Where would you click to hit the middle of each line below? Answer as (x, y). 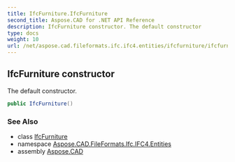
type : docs (23, 33)
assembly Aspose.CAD (50, 151)
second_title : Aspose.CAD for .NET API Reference (81, 20)
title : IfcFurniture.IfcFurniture (58, 14)
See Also (23, 121)
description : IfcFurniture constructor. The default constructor (104, 26)
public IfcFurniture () (40, 104)
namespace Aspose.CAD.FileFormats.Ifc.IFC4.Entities (94, 144)
